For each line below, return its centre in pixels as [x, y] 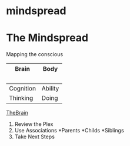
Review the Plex [34, 124]
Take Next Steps [34, 137]
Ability [50, 89]
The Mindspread [47, 38]
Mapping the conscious [35, 54]
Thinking [21, 98]
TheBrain [17, 113]
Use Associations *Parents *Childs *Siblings [69, 131]
